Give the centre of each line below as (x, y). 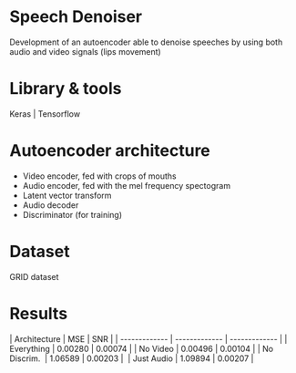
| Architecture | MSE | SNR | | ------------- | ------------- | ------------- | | (148, 338)
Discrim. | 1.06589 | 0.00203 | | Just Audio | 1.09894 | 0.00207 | (132, 358)
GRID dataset (34, 276)
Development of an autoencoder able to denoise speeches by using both (146, 42)
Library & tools (66, 89)
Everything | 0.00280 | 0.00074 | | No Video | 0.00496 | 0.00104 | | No (142, 348)
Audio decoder (51, 205)
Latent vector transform (67, 195)
